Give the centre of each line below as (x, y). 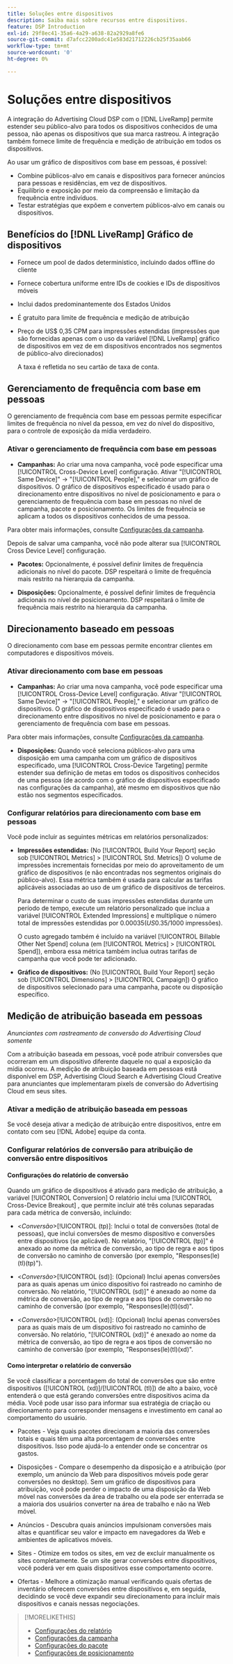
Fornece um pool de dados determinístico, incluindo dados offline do (116, 262)
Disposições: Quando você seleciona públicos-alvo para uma (106, 750)
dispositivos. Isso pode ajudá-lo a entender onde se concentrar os (112, 1446)
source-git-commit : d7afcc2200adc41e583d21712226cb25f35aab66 (99, 40)
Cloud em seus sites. (37, 1091)
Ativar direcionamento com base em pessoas (85, 671)
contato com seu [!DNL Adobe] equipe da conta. (77, 1132)
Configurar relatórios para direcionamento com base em (104, 812)
